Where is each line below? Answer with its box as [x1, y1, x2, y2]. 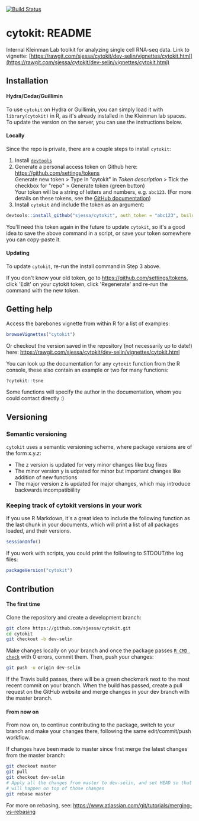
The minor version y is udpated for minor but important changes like [14, 467, 181, 475]
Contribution [6, 584, 54, 594]
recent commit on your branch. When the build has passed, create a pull [6, 682, 182, 689]
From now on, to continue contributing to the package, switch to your [6, 721, 175, 728]
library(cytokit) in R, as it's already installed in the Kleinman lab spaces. [6, 112, 187, 119]
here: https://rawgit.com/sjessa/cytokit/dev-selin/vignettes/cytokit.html [6, 348, 180, 356]
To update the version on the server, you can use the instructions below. [6, 118, 182, 125]
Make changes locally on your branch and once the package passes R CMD [6, 647, 188, 654]
